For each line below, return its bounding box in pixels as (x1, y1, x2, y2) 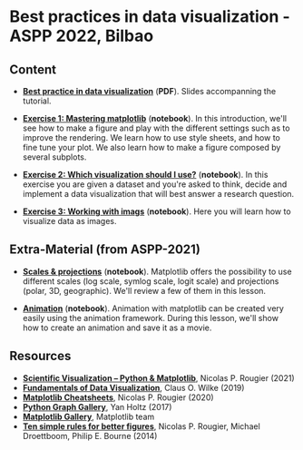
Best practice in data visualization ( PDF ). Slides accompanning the (22, 86, 277, 96)
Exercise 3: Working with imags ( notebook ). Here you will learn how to (22, 206, 292, 217)
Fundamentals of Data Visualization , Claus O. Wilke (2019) (22, 382, 245, 393)
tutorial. (22, 95, 52, 106)
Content (9, 62, 57, 77)
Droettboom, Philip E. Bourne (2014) (22, 430, 158, 441)
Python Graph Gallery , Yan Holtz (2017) (22, 401, 172, 412)
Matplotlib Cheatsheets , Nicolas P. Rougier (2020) (22, 392, 215, 403)
